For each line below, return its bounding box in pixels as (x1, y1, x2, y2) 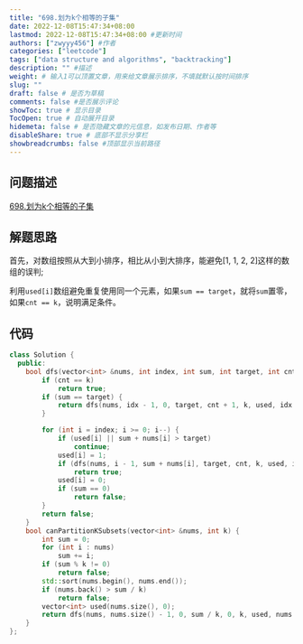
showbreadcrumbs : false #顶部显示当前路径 (9, 139, 161, 148)
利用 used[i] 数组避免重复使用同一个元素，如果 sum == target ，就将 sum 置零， (9, 285, 292, 296)
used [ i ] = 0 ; (57, 476, 106, 485)
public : (17, 359, 47, 369)
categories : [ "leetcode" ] (9, 47, 106, 56)
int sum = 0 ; (41, 535, 91, 544)
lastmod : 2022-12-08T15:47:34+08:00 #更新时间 (9, 30, 182, 39)
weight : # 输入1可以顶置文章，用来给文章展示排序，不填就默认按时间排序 (9, 72, 249, 81)
